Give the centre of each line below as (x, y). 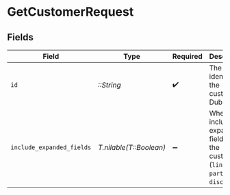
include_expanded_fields (51, 147)
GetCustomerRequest (71, 12)
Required (188, 56)
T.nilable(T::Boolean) (132, 147)
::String (110, 85)
